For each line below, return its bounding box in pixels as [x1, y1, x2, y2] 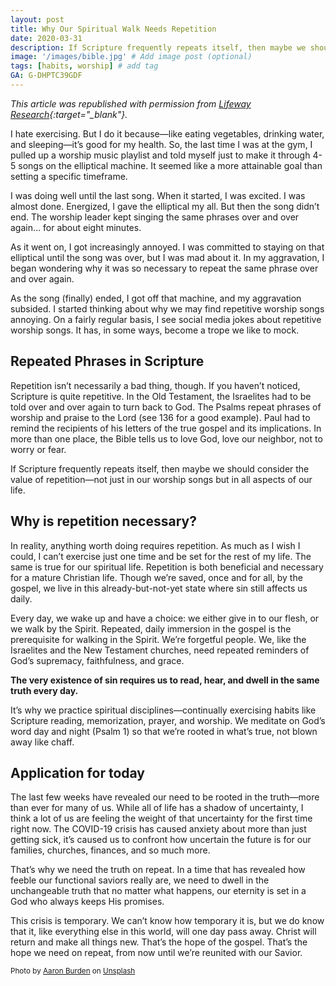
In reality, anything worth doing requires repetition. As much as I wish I [10, 539, 301, 551]
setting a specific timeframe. [10, 170, 128, 182]
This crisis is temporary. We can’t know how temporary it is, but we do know [10, 915, 325, 927]
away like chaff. [10, 736, 75, 748]
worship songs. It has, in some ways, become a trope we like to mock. [10, 324, 300, 336]
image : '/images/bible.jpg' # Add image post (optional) [10, 52, 253, 62]
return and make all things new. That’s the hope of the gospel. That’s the [10, 936, 308, 948]
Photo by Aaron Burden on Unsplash [10, 966, 136, 976]
